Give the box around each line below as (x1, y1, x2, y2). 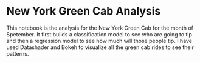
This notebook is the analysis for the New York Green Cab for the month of (6, 24, 193, 31)
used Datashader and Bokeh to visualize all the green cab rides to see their (6, 44, 195, 51)
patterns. (6, 50, 29, 57)
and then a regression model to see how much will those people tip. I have (6, 37, 193, 44)
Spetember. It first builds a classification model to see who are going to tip (6, 30, 193, 38)
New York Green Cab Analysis (6, 4, 161, 18)
